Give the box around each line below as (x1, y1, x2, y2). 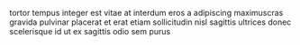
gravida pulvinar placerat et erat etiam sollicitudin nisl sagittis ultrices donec (9, 17, 292, 27)
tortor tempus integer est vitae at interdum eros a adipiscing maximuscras (9, 8, 284, 18)
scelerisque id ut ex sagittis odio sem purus (9, 26, 171, 36)
